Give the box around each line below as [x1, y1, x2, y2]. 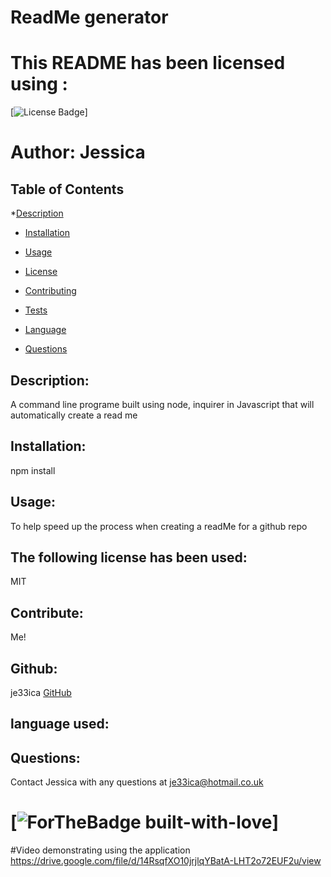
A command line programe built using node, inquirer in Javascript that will [10, 398, 315, 410]
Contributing [24, 285, 77, 297]
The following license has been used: [10, 549, 248, 566]
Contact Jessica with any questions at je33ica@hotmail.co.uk [10, 776, 264, 788]
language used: [10, 716, 110, 733]
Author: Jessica [10, 141, 146, 164]
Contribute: [10, 604, 84, 621]
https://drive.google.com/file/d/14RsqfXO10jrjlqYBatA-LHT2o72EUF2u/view [10, 855, 322, 867]
